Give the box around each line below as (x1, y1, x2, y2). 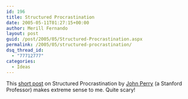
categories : (6, 58, 36, 64)
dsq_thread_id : (6, 47, 44, 53)
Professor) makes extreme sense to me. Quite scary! (6, 87, 135, 94)
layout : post (6, 31, 39, 37)
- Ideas (11, 63, 31, 70)
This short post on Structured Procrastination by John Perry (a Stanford (6, 80, 183, 87)
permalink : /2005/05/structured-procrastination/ (6, 42, 132, 48)
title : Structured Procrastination (6, 14, 95, 20)
